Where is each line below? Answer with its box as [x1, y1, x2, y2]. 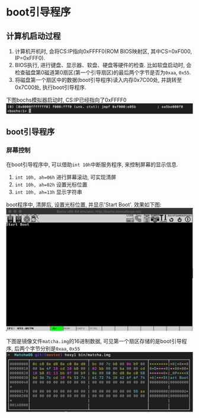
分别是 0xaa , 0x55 [40, 345, 81, 352]
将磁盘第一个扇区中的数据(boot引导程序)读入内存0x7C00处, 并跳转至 [14, 77, 182, 83]
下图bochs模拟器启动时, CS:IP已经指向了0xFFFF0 [6, 96, 127, 103]
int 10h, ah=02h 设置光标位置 [14, 180, 88, 188]
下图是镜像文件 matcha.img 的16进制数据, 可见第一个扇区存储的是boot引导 [6, 337, 182, 344]
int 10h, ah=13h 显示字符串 [14, 188, 83, 195]
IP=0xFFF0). [14, 55, 46, 61]
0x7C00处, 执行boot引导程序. [14, 84, 87, 91]
